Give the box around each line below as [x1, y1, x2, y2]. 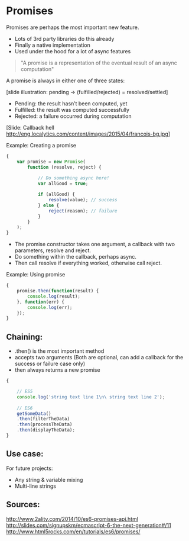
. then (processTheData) [17, 421, 73, 427]
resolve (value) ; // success [48, 197, 118, 203]
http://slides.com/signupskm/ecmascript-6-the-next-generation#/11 [6, 521, 171, 529]
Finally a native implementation [14, 41, 90, 49]
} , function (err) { [17, 299, 65, 305]
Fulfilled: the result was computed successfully [14, 106, 130, 113]
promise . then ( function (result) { [17, 288, 99, 294]
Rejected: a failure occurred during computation [14, 112, 132, 120]
